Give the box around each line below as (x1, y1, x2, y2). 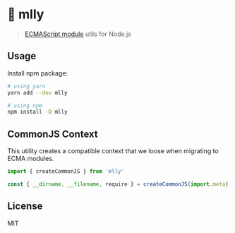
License (7, 201, 43, 213)
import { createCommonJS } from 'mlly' (7, 168, 125, 175)
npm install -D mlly (7, 109, 68, 116)
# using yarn (7, 83, 46, 90)
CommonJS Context (7, 128, 98, 140)
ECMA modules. (7, 155, 54, 163)
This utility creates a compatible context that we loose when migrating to (7, 147, 219, 155)
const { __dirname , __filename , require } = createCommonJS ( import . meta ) (7, 180, 229, 188)
